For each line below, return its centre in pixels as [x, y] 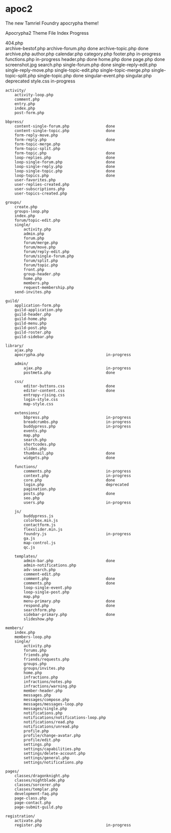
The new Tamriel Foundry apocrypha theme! [52, 23]
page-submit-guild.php [39, 807]
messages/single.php [45, 709]
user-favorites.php [35, 180]
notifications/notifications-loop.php [65, 717]
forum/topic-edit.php [37, 220]
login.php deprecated [76, 484]
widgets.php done [69, 458]
